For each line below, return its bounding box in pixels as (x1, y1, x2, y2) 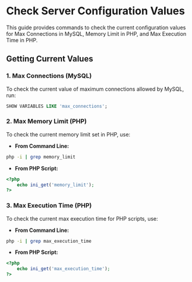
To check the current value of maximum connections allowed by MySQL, (6, 85, 184, 92)
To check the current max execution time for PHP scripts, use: (6, 215, 159, 222)
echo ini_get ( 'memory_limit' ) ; (17, 182, 95, 188)
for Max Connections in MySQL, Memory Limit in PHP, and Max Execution (6, 30, 187, 37)
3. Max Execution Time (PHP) (6, 202, 92, 210)
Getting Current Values (6, 54, 93, 64)
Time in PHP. (6, 36, 38, 44)
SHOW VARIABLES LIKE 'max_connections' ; (6, 103, 108, 109)
